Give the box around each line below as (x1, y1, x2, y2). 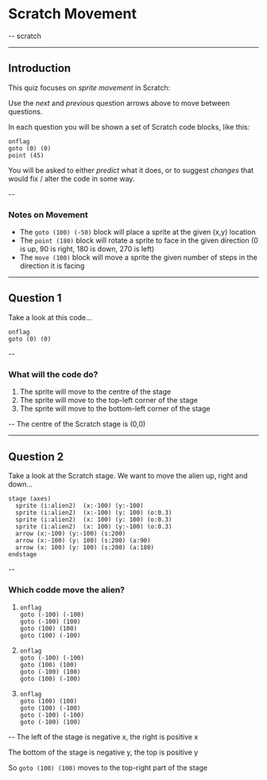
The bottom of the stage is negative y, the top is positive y (8, 747, 199, 757)
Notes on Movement (8, 209, 89, 220)
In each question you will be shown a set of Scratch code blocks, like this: (8, 122, 250, 131)
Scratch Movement (8, 5, 137, 23)
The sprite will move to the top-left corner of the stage (19, 396, 199, 405)
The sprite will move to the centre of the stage (19, 387, 172, 396)
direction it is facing (19, 261, 85, 271)
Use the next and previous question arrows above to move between (8, 98, 230, 107)
